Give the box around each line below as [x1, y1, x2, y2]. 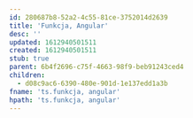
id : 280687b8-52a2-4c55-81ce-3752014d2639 [9, 12, 168, 22]
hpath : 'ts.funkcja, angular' [9, 95, 121, 105]
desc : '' [9, 29, 42, 38]
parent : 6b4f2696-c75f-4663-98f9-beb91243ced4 [9, 63, 184, 72]
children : [9, 71, 46, 80]
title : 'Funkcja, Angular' [9, 21, 109, 30]
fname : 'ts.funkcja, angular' [9, 87, 121, 96]
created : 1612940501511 [9, 46, 97, 55]
